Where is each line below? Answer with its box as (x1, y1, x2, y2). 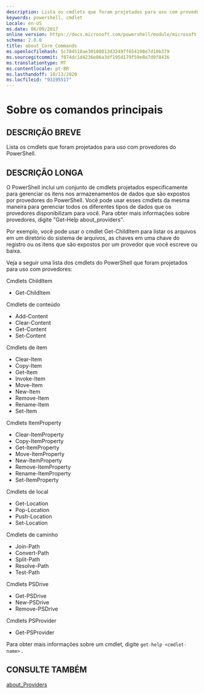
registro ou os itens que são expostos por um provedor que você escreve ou (6, 240, 198, 248)
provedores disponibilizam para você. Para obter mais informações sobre (6, 209, 190, 217)
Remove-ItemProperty (15, 463, 71, 471)
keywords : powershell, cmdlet (6, 15, 83, 21)
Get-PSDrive (15, 592, 47, 600)
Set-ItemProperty (15, 476, 59, 483)
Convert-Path (15, 549, 50, 556)
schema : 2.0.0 (6, 37, 42, 43)
